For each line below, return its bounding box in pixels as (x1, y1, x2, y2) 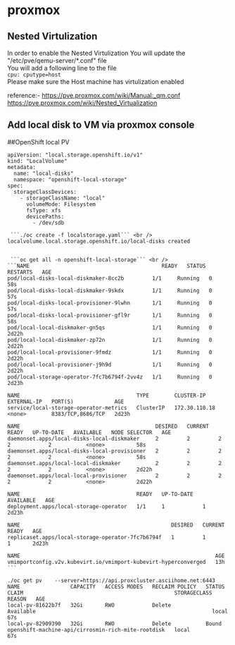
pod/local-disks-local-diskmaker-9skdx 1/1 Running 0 (7, 287, 212, 294)
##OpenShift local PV (7, 137, 70, 146)
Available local (7, 608, 229, 615)
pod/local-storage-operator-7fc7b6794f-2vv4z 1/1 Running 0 (7, 373, 212, 381)
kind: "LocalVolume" (7, 157, 68, 164)
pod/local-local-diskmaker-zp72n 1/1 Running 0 (7, 336, 212, 343)
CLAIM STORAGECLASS (7, 589, 212, 596)
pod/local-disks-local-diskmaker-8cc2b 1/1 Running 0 (7, 274, 212, 282)
